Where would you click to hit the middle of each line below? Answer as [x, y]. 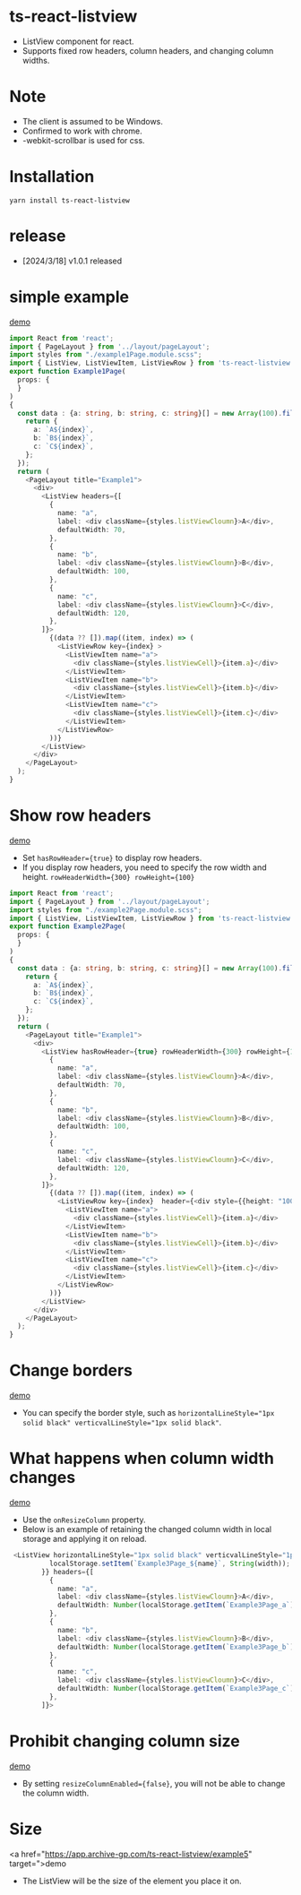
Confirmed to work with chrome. [82, 131]
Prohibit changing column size [125, 1741]
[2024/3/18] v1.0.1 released [72, 261]
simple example [69, 297]
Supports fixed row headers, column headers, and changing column [148, 50]
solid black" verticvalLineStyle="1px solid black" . [122, 1423]
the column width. [56, 1793]
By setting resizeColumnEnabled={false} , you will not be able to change [154, 1783]
